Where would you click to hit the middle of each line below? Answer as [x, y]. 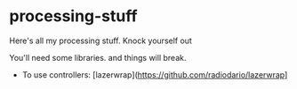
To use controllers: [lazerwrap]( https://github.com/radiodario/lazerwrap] [155, 74]
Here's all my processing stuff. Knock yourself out [101, 41]
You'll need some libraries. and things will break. [98, 57]
